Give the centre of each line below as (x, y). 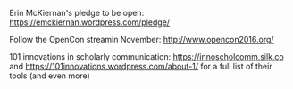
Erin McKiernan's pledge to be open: (77, 13)
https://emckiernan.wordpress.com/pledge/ (90, 22)
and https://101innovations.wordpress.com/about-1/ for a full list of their (141, 66)
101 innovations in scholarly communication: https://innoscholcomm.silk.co (146, 57)
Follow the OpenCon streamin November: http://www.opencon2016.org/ (142, 40)
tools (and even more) (50, 76)
